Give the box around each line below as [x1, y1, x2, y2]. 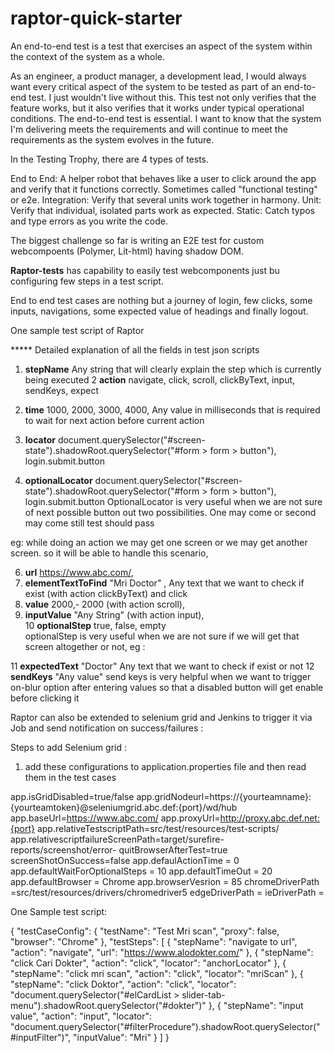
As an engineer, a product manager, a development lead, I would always [10, 70, 307, 82]
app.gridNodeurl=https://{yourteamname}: [136, 790, 312, 802]
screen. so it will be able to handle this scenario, [10, 547, 209, 559]
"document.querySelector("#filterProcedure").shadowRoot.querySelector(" [10, 1020, 321, 1032]
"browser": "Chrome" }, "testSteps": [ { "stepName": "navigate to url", [10, 935, 298, 947]
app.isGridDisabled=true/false [10, 790, 135, 802]
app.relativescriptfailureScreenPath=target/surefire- [10, 833, 225, 845]
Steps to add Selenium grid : [10, 741, 127, 753]
